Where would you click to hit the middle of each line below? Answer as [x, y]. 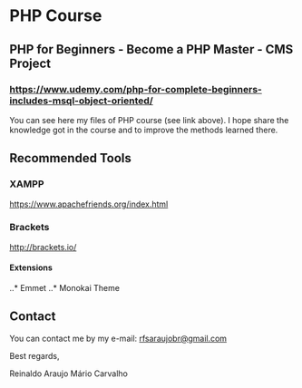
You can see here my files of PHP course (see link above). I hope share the [149, 120]
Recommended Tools [70, 158]
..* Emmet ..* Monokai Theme [65, 288]
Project [30, 63]
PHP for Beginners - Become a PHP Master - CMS [151, 49]
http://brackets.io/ [43, 247]
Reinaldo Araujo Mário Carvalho [69, 373]
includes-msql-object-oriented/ [82, 101]
